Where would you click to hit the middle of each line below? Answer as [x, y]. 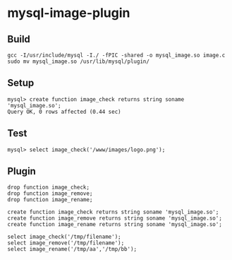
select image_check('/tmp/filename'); [64, 237]
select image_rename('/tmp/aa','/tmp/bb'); [72, 249]
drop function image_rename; [50, 200]
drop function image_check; [49, 188]
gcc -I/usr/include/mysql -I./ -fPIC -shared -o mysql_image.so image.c [116, 55]
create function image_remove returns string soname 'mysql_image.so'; [115, 218]
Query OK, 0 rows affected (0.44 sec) [64, 112]
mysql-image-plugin [69, 13]
